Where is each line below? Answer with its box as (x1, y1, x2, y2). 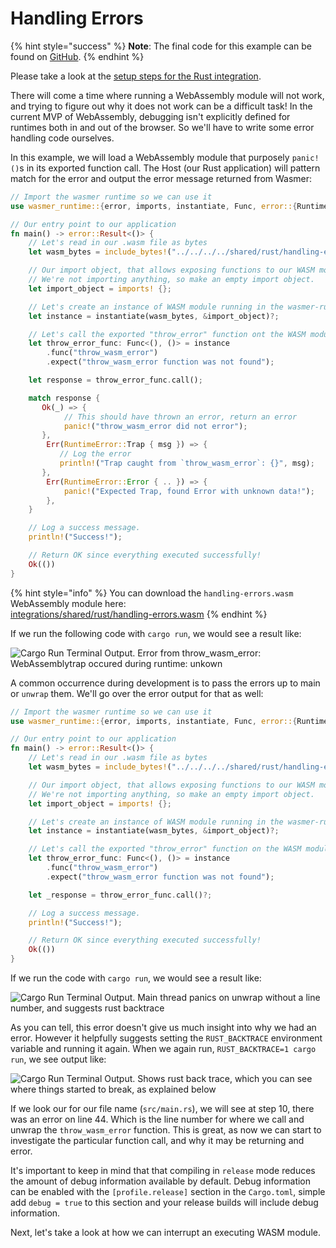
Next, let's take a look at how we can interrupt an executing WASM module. (10, 1227, 321, 1239)
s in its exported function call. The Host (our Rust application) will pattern (19, 162, 321, 174)
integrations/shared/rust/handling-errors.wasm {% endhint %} (10, 608, 268, 620)
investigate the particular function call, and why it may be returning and (10, 1135, 305, 1147)
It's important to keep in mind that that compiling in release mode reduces (10, 1165, 316, 1177)
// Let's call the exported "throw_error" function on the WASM (28, 844, 302, 854)
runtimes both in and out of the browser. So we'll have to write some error (10, 121, 315, 133)
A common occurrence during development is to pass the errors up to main (10, 677, 321, 689)
